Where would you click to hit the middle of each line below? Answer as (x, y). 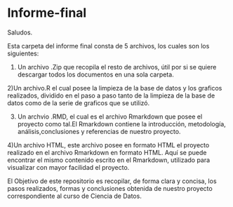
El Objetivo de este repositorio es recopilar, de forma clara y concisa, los (112, 181)
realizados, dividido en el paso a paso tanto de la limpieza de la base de (111, 95)
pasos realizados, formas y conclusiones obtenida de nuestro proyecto (110, 188)
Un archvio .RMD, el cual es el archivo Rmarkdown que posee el (110, 116)
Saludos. (20, 32)
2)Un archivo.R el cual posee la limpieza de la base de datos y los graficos (115, 88)
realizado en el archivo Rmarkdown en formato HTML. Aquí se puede (107, 152)
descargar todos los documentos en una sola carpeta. (95, 74)
